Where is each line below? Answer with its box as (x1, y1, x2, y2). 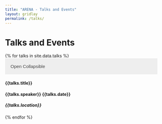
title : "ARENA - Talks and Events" (5, 7, 77, 12)
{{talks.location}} (5, 102, 42, 108)
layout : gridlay (5, 12, 38, 16)
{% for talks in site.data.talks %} (5, 53, 69, 59)
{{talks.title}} (5, 80, 33, 86)
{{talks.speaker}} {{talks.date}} (5, 91, 71, 97)
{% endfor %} (5, 114, 33, 120)
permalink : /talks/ (5, 16, 44, 21)
